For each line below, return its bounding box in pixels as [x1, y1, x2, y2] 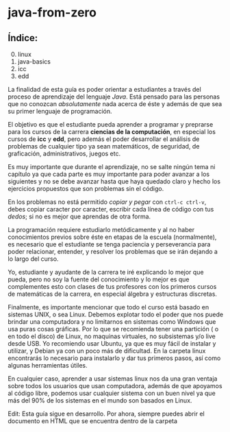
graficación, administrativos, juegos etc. [8, 149, 121, 157]
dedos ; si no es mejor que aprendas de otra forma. [8, 212, 151, 220]
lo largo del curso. [8, 255, 59, 263]
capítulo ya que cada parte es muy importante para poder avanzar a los [8, 170, 210, 178]
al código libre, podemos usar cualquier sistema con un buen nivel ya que [8, 389, 216, 397]
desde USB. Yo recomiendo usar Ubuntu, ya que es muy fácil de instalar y [8, 340, 216, 347]
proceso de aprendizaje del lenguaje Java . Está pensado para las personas [8, 92, 220, 101]
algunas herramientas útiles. [8, 361, 88, 369]
